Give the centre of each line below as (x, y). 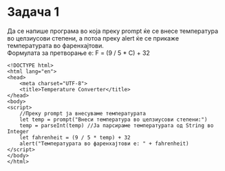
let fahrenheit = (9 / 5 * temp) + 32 (75, 137)
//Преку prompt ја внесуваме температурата (83, 113)
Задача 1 (33, 12)
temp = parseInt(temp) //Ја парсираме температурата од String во (117, 125)
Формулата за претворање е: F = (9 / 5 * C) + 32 (78, 53)
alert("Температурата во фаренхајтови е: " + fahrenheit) (104, 144)
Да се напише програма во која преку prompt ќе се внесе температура (113, 31)
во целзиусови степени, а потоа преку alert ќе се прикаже (93, 38)
